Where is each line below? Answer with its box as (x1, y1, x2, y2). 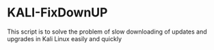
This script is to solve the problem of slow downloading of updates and (7, 27, 207, 36)
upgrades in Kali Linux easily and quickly (7, 34, 122, 42)
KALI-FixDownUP (7, 5, 108, 21)
